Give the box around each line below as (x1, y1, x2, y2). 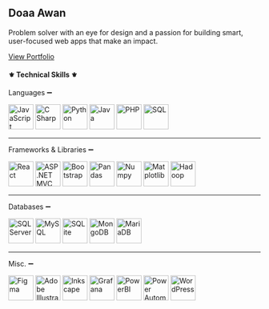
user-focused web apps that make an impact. (8, 36, 159, 46)
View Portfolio (8, 51, 54, 61)
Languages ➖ (8, 88, 53, 98)
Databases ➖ (8, 202, 51, 211)
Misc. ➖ (8, 259, 34, 269)
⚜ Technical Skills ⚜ (8, 70, 78, 79)
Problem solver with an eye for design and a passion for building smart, (8, 27, 244, 37)
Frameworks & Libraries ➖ (8, 145, 94, 154)
